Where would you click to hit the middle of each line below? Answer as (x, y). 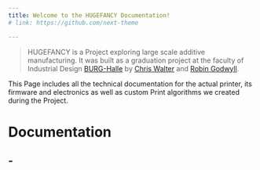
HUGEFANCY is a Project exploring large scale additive (116, 52)
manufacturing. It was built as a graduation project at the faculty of (135, 60)
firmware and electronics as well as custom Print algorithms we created (124, 92)
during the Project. (38, 100)
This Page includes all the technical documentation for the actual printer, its (130, 84)
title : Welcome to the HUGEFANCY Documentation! (89, 15)
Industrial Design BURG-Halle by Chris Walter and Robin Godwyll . (133, 68)
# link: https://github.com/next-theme (73, 23)
